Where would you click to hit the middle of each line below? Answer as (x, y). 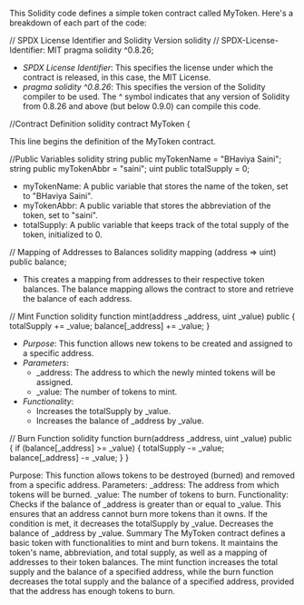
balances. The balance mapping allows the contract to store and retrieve (158, 289)
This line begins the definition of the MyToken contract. (113, 141)
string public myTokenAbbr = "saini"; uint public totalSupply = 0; (130, 169)
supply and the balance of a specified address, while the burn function (142, 572)
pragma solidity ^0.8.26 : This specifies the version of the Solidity (144, 87)
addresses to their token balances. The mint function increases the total (144, 562)
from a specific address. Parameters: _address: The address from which (144, 485)
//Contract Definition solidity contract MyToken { (100, 124)
